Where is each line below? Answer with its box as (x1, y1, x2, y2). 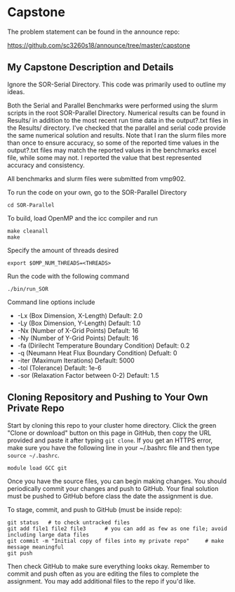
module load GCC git (7, 464, 68, 471)
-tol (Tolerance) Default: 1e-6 (17, 363, 102, 372)
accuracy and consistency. (7, 161, 86, 169)
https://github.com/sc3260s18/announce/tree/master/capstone (7, 41, 191, 49)
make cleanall (7, 228, 49, 235)
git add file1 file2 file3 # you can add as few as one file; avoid (7, 525, 228, 532)
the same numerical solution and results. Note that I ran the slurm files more (7, 131, 227, 139)
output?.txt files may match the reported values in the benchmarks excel (7, 145, 217, 154)
